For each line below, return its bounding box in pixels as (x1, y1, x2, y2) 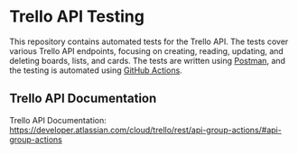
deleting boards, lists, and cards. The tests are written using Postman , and (9, 55, 286, 66)
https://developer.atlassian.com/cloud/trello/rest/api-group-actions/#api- (9, 124, 282, 135)
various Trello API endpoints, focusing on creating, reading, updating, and (9, 45, 284, 56)
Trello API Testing (9, 6, 144, 27)
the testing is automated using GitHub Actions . (9, 65, 182, 76)
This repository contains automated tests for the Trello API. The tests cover (9, 36, 289, 47)
